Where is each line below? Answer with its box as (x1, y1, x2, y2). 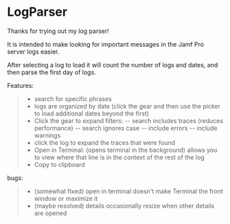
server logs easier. (7, 47, 60, 56)
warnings (34, 131, 61, 139)
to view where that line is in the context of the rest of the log (34, 153, 205, 161)
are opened (34, 209, 67, 217)
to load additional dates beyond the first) (34, 109, 150, 117)
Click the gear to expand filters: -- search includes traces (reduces (34, 116, 224, 124)
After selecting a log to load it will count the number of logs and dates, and (7, 60, 218, 69)
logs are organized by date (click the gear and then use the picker (34, 102, 221, 110)
